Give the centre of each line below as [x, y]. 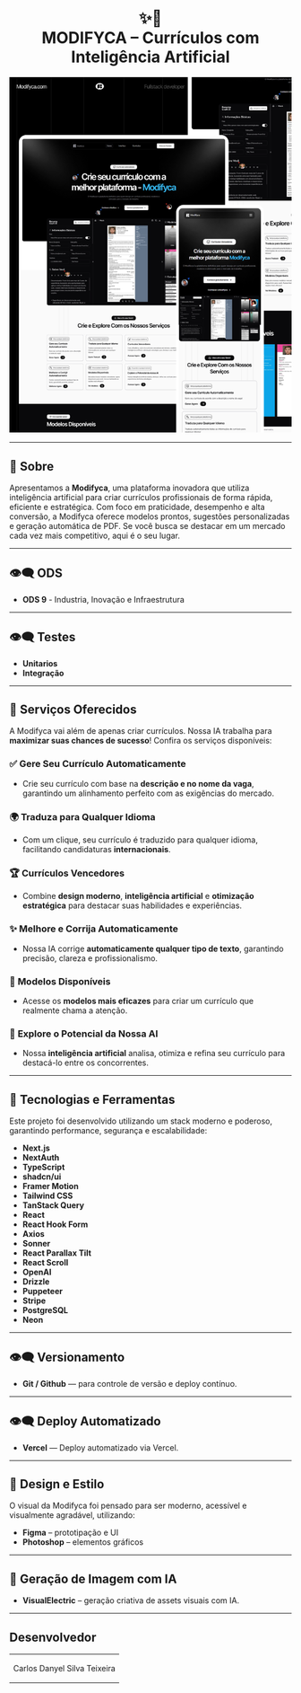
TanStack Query [53, 1205]
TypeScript [43, 1168]
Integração [43, 673]
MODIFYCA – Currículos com [150, 38]
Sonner [36, 1244]
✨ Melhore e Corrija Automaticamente [94, 929]
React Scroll [45, 1263]
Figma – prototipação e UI [70, 1533]
